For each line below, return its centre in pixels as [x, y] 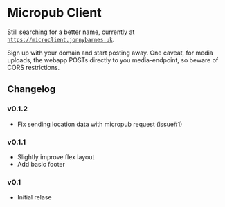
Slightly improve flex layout [56, 156]
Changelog [31, 89]
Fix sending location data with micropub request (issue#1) [100, 124]
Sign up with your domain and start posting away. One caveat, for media [110, 53]
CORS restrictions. [34, 67]
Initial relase [34, 197]
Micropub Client [54, 13]
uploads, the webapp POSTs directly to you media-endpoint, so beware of [113, 60]
